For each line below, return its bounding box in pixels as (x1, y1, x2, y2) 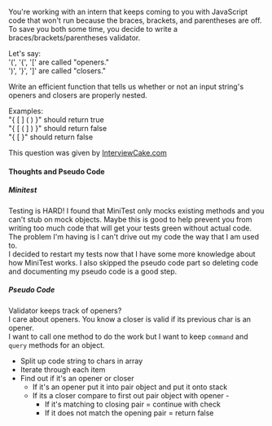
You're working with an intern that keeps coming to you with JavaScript (8, 7, 248, 16)
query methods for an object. (8, 340, 105, 349)
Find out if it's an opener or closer (20, 373, 134, 383)
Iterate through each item (20, 364, 106, 374)
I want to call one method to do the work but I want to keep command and (8, 332, 248, 341)
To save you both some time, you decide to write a (8, 24, 178, 33)
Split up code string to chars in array (20, 356, 143, 366)
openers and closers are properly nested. (8, 90, 148, 100)
